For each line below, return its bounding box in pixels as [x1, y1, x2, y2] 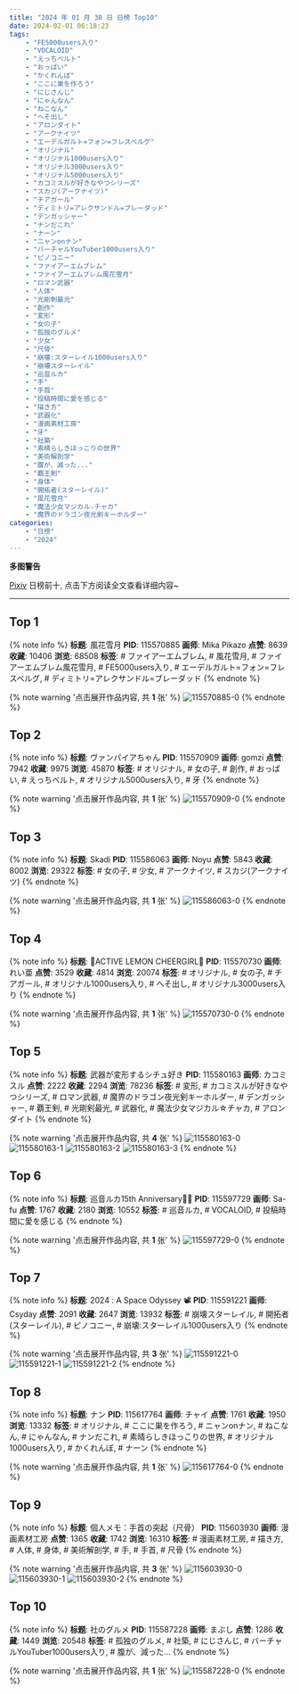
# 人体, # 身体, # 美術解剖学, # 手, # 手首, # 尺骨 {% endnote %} [9, 1544, 243, 1556]
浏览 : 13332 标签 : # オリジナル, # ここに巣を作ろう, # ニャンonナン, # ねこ [9, 1420, 281, 1431]
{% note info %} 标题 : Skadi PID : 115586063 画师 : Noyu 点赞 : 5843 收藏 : [9, 854, 273, 865]
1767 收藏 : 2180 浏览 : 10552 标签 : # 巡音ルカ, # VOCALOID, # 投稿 [38, 1205, 279, 1215]
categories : [9, 519, 53, 528]
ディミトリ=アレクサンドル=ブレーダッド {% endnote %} [51, 672, 261, 683]
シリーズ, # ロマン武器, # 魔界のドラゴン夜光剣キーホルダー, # [16, 1091, 245, 1102]
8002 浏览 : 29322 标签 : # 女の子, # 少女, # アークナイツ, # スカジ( [9, 866, 251, 876]
